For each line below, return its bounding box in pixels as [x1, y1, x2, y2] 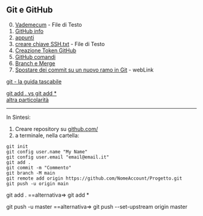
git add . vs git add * [6, 89, 57, 96]
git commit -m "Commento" [6, 164, 71, 170]
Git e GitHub [6, 5, 53, 15]
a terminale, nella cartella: [14, 132, 80, 139]
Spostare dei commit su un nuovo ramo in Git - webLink [14, 66, 154, 73]
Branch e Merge [14, 59, 56, 67]
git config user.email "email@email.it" [6, 154, 110, 160]
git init [6, 143, 28, 149]
